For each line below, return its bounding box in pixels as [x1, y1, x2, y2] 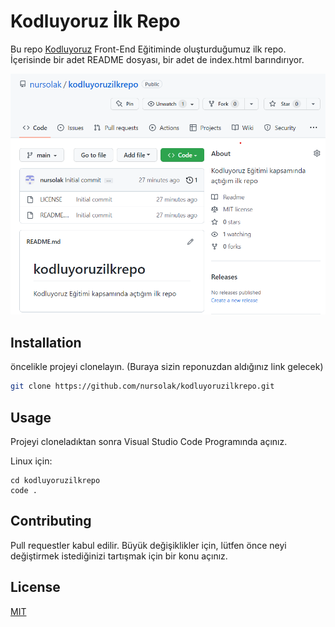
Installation [10, 334, 82, 351]
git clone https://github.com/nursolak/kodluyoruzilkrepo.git [10, 381, 275, 392]
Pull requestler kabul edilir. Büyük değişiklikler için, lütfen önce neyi [10, 539, 287, 551]
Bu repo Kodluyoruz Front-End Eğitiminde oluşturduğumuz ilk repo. [10, 43, 287, 55]
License [10, 579, 61, 596]
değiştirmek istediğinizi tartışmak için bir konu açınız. [10, 550, 228, 562]
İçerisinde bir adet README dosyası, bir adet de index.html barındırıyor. [10, 53, 305, 65]
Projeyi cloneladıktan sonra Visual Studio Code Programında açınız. [10, 435, 288, 447]
